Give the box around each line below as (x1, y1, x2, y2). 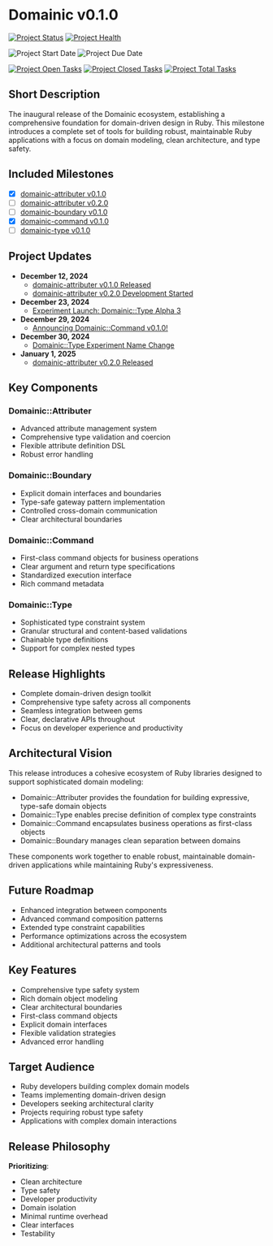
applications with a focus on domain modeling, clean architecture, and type (8, 135, 261, 145)
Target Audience (8, 1060, 95, 1074)
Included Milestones (8, 167, 114, 181)
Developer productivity (19, 1194, 97, 1204)
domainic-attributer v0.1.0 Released (32, 279, 152, 289)
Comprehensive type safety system (19, 984, 140, 994)
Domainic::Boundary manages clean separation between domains (19, 835, 241, 846)
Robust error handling (19, 449, 93, 460)
